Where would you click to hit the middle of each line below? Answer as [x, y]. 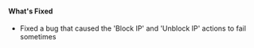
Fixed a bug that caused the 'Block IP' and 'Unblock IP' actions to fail [133, 28]
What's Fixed [31, 11]
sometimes [38, 37]
